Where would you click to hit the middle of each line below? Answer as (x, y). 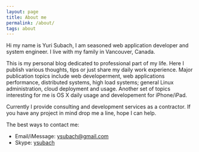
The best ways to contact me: (43, 125)
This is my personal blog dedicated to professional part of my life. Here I (95, 63)
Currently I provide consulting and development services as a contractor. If (99, 107)
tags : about (21, 28)
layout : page (22, 12)
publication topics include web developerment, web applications (85, 76)
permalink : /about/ (30, 23)
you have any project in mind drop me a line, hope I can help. (81, 113)
